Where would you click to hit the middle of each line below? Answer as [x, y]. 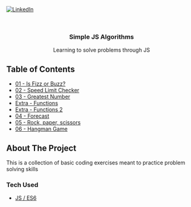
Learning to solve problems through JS [102, 50]
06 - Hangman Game [41, 129]
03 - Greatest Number [43, 97]
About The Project [41, 148]
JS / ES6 [26, 198]
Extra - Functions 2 [39, 110]
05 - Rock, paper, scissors [48, 123]
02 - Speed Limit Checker [47, 90]
